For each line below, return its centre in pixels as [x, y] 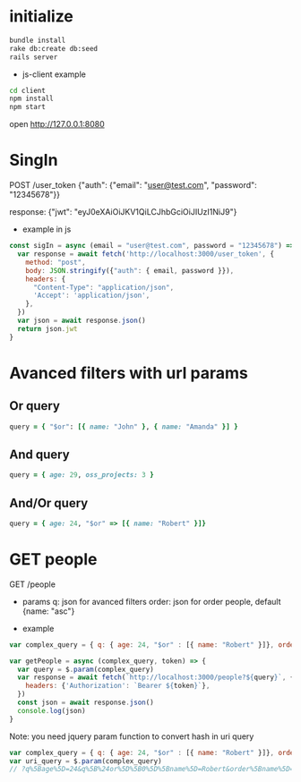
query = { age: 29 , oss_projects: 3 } [82, 475]
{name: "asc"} [48, 611]
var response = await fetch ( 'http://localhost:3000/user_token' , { [146, 254]
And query [39, 454]
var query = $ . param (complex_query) [86, 669]
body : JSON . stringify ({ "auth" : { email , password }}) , [130, 270]
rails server [34, 57]
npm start [28, 107]
